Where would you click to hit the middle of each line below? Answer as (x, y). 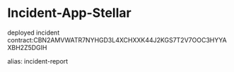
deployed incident (34, 32)
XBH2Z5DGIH (27, 47)
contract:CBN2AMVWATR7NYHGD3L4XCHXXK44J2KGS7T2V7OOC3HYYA (117, 40)
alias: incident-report (38, 61)
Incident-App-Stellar (70, 13)
